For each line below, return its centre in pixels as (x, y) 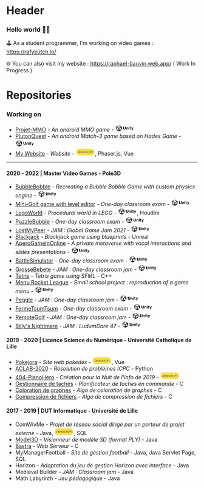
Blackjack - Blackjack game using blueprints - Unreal (82, 237)
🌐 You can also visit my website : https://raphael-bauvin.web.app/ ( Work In (101, 64)
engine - (25, 196)
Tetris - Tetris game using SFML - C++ (63, 276)
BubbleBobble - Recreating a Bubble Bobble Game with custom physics (105, 187)
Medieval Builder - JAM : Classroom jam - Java (74, 472)
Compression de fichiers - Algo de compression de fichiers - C (94, 397)
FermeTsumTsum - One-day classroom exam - (73, 309)
